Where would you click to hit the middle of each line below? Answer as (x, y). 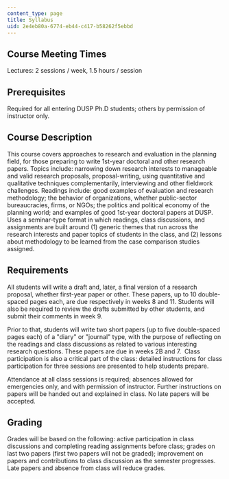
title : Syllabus (30, 20)
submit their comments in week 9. (55, 316)
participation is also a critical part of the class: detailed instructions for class (115, 358)
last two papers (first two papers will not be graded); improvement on (105, 454)
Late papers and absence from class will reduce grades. (86, 468)
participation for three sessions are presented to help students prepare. (108, 366)
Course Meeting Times (57, 54)
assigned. (21, 248)
